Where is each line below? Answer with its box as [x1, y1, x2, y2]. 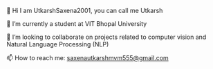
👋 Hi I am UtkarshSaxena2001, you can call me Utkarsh [6, 7, 163, 14]
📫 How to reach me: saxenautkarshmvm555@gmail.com [6, 54, 169, 61]
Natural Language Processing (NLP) [6, 40, 109, 48]
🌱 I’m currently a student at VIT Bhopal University [6, 20, 147, 27]
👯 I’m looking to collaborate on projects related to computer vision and [6, 33, 207, 41]
